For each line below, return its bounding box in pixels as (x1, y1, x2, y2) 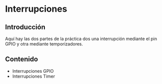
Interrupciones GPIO (12, 68, 54, 74)
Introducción (5, 23, 46, 31)
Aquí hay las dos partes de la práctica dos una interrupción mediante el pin (5, 36, 158, 42)
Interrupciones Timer (12, 73, 55, 79)
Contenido (5, 55, 38, 63)
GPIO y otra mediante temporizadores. (5, 41, 83, 47)
